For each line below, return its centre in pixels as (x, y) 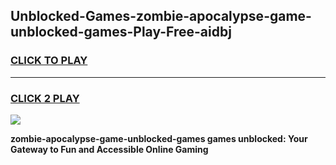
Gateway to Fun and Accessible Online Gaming (109, 149)
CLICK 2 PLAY (45, 98)
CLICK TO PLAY (49, 61)
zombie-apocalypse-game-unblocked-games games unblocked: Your (159, 138)
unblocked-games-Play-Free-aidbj (121, 32)
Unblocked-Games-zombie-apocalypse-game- (161, 16)
